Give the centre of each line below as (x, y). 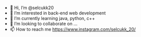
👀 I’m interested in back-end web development (58, 13)
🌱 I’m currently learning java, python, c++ (52, 18)
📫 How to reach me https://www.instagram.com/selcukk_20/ (73, 29)
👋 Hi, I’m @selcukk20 (32, 8)
